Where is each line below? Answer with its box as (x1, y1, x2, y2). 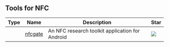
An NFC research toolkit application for (48, 27, 140, 34)
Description (82, 18, 112, 25)
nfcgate (25, 30, 44, 37)
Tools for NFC (5, 4, 49, 12)
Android (48, 33, 67, 40)
